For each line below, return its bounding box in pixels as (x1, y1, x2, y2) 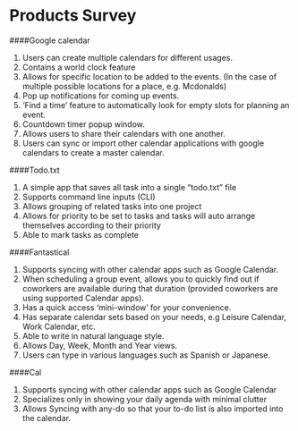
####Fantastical (9, 247, 70, 258)
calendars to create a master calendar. (21, 147, 165, 157)
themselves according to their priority (21, 220, 161, 231)
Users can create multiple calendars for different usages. (21, 52, 233, 63)
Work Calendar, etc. (21, 321, 96, 332)
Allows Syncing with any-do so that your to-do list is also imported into (21, 403, 284, 414)
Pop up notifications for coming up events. (21, 90, 180, 101)
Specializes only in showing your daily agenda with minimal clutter (21, 393, 267, 404)
